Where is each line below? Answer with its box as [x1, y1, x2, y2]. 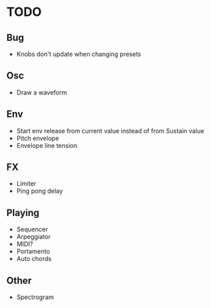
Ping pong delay [16, 187, 63, 195]
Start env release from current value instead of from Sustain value [16, 126, 205, 135]
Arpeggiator [16, 233, 51, 241]
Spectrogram [16, 293, 54, 301]
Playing [6, 206, 39, 218]
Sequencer [16, 225, 48, 233]
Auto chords [16, 255, 52, 263]
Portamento [16, 247, 50, 256]
